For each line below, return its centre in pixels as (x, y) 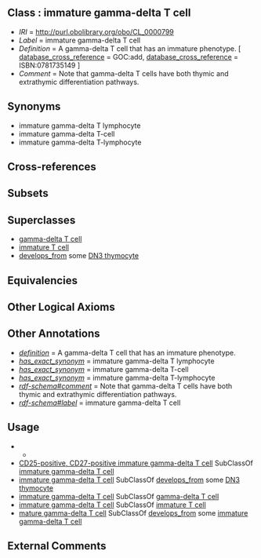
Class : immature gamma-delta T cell (99, 13)
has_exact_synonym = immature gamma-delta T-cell (103, 369)
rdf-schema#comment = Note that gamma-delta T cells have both (125, 386)
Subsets (28, 193)
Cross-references (52, 167)
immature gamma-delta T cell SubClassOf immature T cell (112, 505)
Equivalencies (42, 281)
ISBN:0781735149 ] (49, 65)
